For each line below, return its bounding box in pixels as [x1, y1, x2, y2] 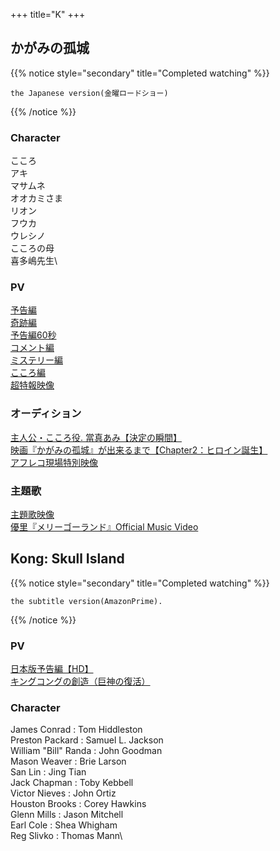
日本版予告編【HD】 [10, 663, 94, 675]
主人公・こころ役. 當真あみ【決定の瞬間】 [10, 431, 182, 443]
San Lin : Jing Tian [10, 766, 87, 778]
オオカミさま [10, 192, 63, 204]
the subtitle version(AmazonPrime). [10, 596, 163, 606]
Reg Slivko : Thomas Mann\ [10, 830, 123, 842]
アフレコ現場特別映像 [10, 456, 98, 468]
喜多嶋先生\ [10, 255, 58, 267]
